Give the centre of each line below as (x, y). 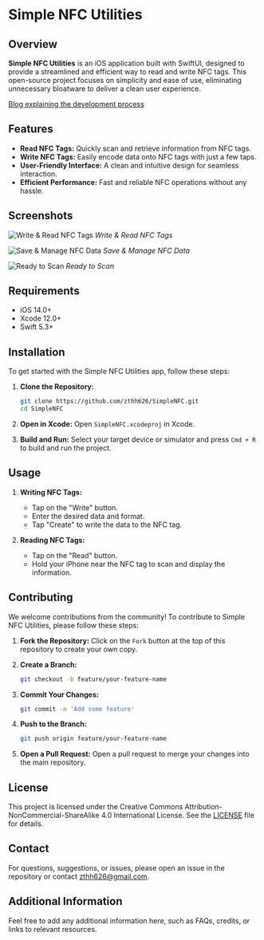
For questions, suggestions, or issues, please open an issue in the (116, 867)
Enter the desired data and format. (88, 516)
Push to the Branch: (53, 724)
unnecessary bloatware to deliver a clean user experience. (105, 88)
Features (31, 129)
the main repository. (53, 762)
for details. (26, 824)
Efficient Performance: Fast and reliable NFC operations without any (133, 182)
